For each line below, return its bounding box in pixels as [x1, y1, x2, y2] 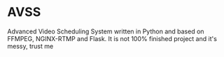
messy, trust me [7, 42, 54, 50]
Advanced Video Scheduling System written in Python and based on [7, 27, 204, 35]
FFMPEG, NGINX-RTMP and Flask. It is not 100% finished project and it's [7, 34, 217, 42]
